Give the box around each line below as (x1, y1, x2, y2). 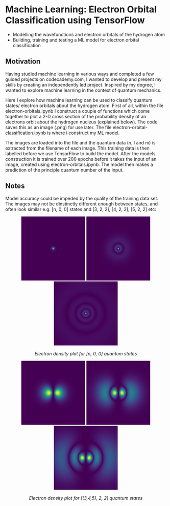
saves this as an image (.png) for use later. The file (5, 124, 112, 130)
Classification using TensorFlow (5, 14, 145, 26)
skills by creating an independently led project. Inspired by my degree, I (5, 81, 156, 88)
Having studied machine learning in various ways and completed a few (5, 71, 154, 77)
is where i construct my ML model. (46, 130, 120, 136)
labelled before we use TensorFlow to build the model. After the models (5, 150, 156, 157)
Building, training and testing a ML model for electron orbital (12, 37, 139, 43)
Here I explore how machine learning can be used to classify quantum (5, 97, 153, 103)
